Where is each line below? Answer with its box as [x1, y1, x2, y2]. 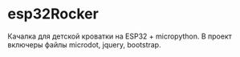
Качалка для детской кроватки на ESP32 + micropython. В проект [7, 31, 232, 41]
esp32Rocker [7, 5, 100, 23]
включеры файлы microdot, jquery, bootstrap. [7, 39, 161, 49]
